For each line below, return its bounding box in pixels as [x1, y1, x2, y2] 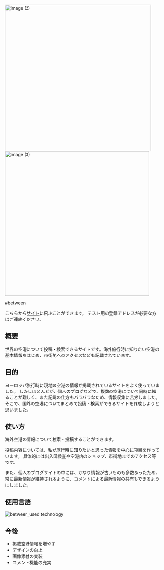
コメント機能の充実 [12, 560, 52, 566]
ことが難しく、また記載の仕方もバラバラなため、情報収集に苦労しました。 [9, 394, 160, 400]
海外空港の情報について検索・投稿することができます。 [5, 436, 117, 442]
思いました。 [5, 407, 31, 413]
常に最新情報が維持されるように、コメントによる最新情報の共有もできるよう [5, 476, 160, 482]
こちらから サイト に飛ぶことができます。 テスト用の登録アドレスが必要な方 [5, 310, 157, 316]
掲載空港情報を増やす [12, 541, 55, 547]
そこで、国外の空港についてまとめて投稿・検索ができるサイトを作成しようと [5, 400, 160, 406]
